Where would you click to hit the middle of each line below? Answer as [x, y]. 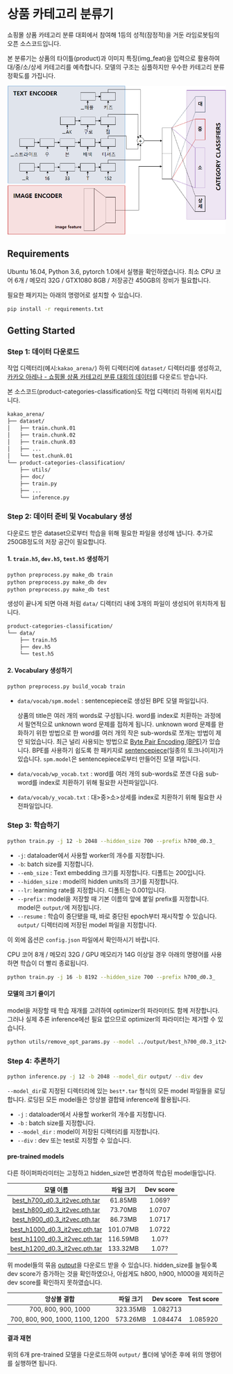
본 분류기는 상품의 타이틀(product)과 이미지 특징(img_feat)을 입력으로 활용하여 [114, 58]
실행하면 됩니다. [36, 1364]
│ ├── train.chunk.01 [42, 428]
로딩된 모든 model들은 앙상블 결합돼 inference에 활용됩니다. [109, 1099]
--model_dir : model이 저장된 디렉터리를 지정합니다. [88, 1131]
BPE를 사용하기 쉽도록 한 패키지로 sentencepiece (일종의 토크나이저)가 [128, 750]
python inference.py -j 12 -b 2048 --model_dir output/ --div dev [105, 1077]
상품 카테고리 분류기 [61, 14]
